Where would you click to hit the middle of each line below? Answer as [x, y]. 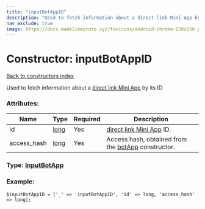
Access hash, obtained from [147, 140]
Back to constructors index [40, 76]
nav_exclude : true [30, 23]
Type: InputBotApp [35, 165]
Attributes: [23, 104]
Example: [20, 182]
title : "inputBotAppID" [37, 12]
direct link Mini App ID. [139, 130]
